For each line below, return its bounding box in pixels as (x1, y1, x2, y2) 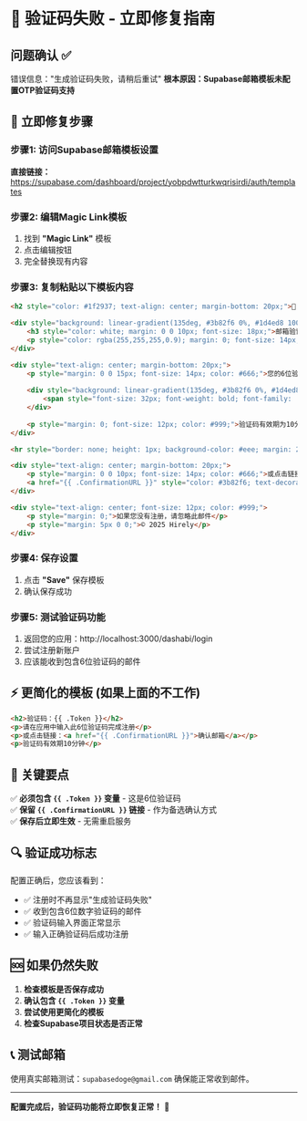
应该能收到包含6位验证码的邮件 (23, 656, 141, 667)
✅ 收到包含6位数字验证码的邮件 (23, 905, 142, 917)
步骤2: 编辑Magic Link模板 (10, 211, 128, 223)
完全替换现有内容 (23, 255, 88, 266)
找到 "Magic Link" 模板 (23, 233, 112, 244)
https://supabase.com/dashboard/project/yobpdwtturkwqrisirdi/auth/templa (10, 176, 296, 187)
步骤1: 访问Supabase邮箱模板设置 (10, 143, 159, 156)
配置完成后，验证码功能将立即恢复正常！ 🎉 (10, 1101, 170, 1112)
